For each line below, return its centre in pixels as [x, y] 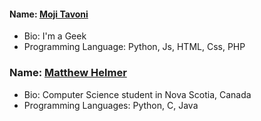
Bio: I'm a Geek [55, 36]
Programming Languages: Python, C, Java [111, 105]
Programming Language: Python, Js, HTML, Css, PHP [134, 47]
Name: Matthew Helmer [68, 73]
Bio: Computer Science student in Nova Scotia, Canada [137, 94]
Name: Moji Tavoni [49, 14]
